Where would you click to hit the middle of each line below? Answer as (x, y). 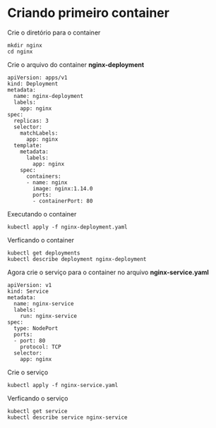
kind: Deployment (33, 84)
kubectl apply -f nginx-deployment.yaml (68, 227)
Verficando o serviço (38, 398)
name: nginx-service (44, 304)
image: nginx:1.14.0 (63, 188)
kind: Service (28, 291)
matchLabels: (39, 133)
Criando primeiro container (88, 13)
